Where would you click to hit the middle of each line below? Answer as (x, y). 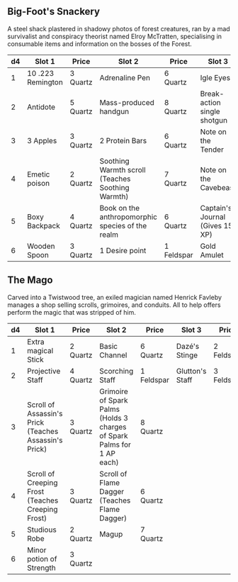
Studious (42, 530)
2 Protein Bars (123, 140)
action (210, 102)
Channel (113, 355)
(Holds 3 (114, 418)
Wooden (41, 246)
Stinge (187, 355)
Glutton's (191, 371)
